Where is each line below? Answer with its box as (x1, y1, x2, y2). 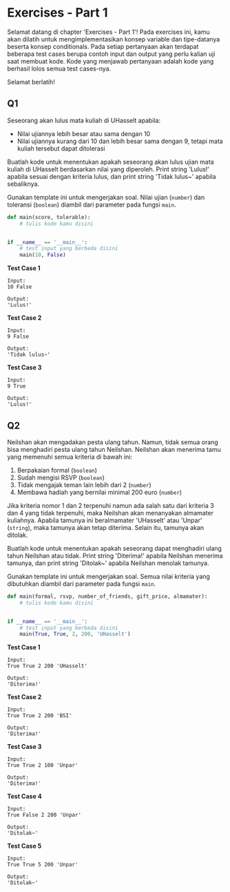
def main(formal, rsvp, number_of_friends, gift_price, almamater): (7, 593, 208, 600)
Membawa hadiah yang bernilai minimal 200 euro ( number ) (17, 488, 182, 496)
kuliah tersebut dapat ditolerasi (17, 144, 105, 153)
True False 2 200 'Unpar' (7, 812, 81, 819)
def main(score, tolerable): (7, 213, 91, 220)
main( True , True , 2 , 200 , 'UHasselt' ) (19, 631, 131, 638)
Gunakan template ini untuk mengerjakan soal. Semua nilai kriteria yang (7, 572, 210, 580)
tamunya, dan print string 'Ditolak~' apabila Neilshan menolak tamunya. (7, 558, 209, 567)
